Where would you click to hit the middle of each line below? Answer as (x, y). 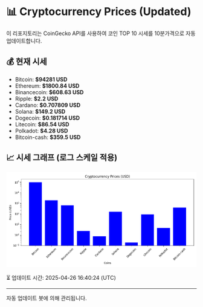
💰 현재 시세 (27, 62)
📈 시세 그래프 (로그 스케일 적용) (62, 158)
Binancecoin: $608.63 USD (49, 92)
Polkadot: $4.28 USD (41, 131)
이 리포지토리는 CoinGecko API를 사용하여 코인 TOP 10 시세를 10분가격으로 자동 (101, 33)
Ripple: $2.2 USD (37, 99)
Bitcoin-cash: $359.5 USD (48, 137)
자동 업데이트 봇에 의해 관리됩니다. (47, 298)
